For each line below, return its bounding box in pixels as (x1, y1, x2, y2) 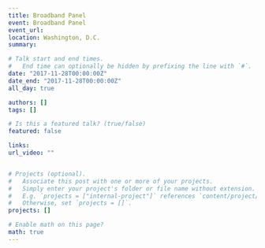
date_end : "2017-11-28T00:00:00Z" (8, 76, 122, 85)
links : (8, 142, 30, 150)
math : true (8, 228, 44, 236)
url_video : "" (8, 149, 55, 157)
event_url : (8, 26, 44, 34)
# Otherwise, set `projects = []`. (8, 199, 132, 207)
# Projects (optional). (8, 170, 87, 178)
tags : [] (8, 105, 37, 114)
